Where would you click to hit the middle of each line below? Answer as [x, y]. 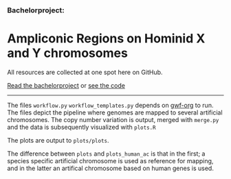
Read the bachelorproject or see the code [66, 85]
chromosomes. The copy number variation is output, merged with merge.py [113, 119]
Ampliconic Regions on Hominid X [106, 39]
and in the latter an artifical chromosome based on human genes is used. [111, 168]
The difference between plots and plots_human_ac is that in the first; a [106, 154]
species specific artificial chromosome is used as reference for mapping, [110, 160]
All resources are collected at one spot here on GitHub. [85, 72]
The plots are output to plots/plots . [58, 140]
